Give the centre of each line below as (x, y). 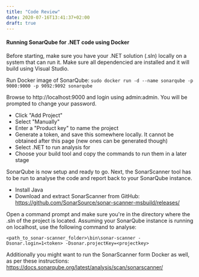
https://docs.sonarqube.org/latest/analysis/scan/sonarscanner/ (85, 267)
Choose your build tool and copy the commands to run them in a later (101, 154)
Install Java (29, 190)
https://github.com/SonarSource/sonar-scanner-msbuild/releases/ (97, 202)
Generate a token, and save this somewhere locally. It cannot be (94, 134)
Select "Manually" (37, 122)
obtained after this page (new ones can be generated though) (91, 141)
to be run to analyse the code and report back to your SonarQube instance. (99, 178)
